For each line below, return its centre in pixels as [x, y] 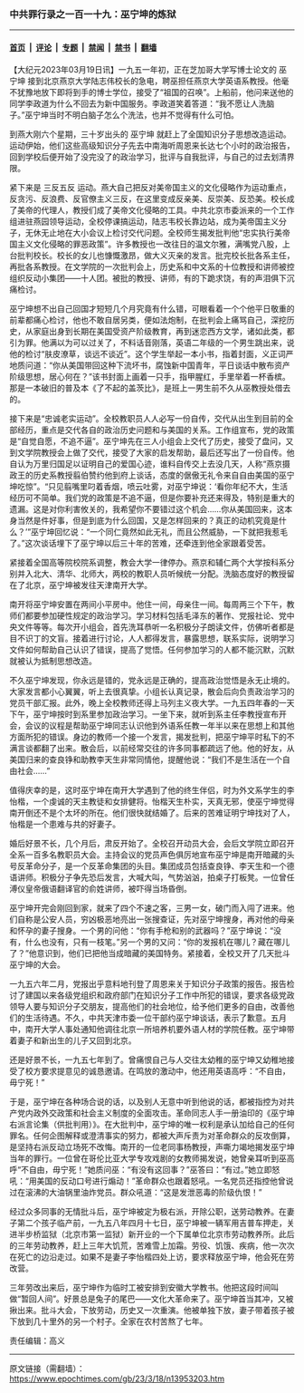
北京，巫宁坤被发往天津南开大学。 [88, 585]
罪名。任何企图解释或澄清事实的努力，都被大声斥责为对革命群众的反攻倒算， [152, 1136]
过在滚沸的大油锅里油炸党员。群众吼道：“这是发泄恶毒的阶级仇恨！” [136, 1192]
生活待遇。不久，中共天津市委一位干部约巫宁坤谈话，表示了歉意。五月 [156, 1018]
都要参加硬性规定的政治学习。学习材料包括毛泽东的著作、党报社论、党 [156, 615]
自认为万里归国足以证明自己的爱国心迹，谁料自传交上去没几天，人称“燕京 [146, 463]
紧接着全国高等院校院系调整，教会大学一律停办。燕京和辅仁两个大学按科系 [148, 562]
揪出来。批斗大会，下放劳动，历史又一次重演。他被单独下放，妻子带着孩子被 [152, 1310]
